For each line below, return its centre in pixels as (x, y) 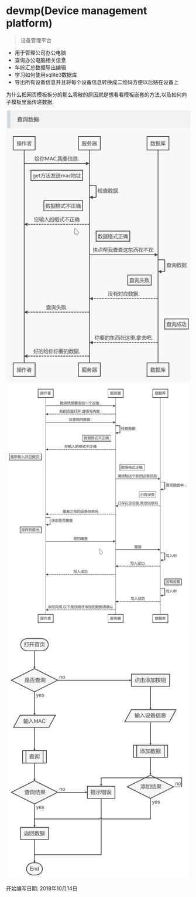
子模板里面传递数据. (30, 101)
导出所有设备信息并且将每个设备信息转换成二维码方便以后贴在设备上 (97, 82)
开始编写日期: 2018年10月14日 (42, 888)
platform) (29, 23)
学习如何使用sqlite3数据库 (46, 75)
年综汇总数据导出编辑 (40, 67)
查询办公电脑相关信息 (40, 60)
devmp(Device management (77, 11)
